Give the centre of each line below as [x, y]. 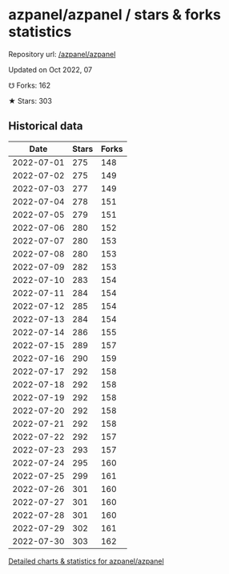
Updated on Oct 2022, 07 [50, 69]
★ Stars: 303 [30, 100]
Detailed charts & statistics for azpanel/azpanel [86, 561]
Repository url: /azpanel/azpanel [62, 54]
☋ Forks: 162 [29, 85]
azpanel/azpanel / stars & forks [115, 15]
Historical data [46, 126]
